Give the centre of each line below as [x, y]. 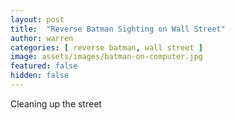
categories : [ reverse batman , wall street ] [106, 47]
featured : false [44, 66]
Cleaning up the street [56, 103]
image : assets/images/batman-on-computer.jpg [106, 57]
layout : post [37, 19]
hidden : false [40, 76]
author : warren [42, 38]
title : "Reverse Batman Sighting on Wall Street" [118, 29]
